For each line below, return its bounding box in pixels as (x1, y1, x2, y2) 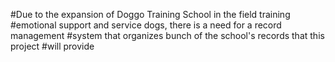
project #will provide (10, 40, 95, 52)
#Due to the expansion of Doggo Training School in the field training (10, 9, 291, 20)
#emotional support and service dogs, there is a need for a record (10, 19, 282, 31)
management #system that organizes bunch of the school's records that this (10, 30, 325, 41)
